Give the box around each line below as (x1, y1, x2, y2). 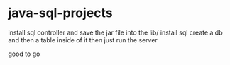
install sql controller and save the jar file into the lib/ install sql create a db (8, 28, 223, 37)
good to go (8, 49, 40, 58)
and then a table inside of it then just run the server (8, 35, 158, 44)
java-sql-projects (8, 5, 113, 21)
